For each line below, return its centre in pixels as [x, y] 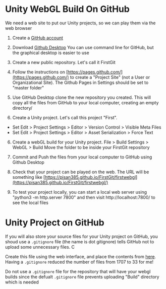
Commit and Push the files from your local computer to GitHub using [82, 157]
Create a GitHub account [38, 38]
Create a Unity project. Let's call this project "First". [65, 117]
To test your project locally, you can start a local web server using [80, 192]
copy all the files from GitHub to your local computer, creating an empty [85, 102]
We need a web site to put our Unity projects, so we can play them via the [81, 23]
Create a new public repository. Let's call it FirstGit [64, 62]
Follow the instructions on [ [40, 72]
